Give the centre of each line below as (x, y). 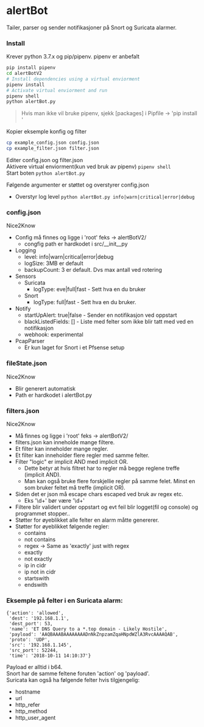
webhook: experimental (54, 335)
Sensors (26, 276)
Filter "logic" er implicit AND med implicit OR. (72, 462)
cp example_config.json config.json (53, 143)
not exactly (38, 559)
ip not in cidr (40, 572)
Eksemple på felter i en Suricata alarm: (65, 600)
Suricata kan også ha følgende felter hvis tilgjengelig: (73, 680)
